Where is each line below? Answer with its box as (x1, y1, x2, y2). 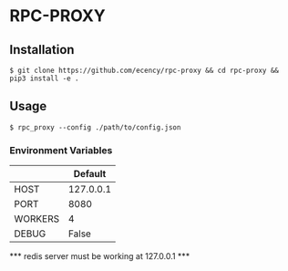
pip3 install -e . (9, 74, 79, 83)
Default (73, 168, 107, 181)
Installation (9, 42, 75, 57)
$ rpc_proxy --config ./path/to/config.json (9, 122, 181, 132)
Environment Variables (9, 143, 113, 156)
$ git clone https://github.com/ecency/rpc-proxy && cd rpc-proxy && (9, 66, 280, 75)
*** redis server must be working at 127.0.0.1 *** (9, 251, 190, 262)
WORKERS (14, 213, 60, 225)
